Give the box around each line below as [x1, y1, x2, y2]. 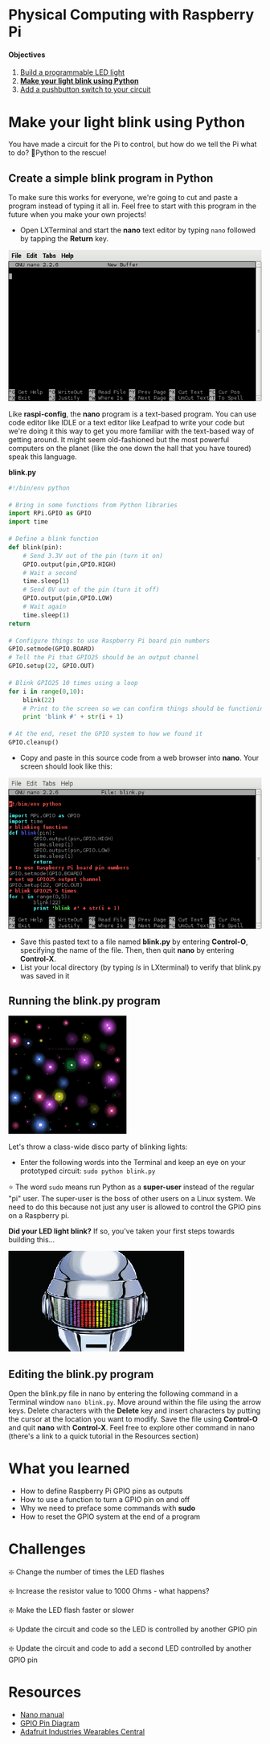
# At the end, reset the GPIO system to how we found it [8, 730, 203, 738]
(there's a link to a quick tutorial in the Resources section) [8, 1431, 199, 1441]
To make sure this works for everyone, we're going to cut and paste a [8, 193, 239, 203]
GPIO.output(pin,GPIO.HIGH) [22, 560, 117, 568]
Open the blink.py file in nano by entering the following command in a [8, 1389, 239, 1398]
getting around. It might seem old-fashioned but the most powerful [8, 434, 230, 444]
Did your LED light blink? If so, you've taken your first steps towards [8, 1226, 235, 1236]
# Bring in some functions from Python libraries [8, 501, 178, 509]
